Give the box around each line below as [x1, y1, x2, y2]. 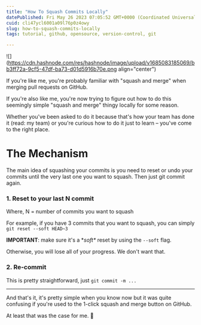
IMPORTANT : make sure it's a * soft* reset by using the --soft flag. [6, 236, 172, 243]
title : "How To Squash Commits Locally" [6, 8, 109, 15]
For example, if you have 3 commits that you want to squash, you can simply [6, 219, 195, 227]
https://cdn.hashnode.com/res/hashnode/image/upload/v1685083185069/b [8, 59, 195, 67]
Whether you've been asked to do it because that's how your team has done [6, 113, 194, 121]
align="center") [118, 65, 157, 73]
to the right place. [6, 126, 50, 133]
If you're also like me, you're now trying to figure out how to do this [6, 95, 172, 103]
